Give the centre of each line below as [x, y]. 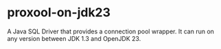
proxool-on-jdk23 [59, 13]
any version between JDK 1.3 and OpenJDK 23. [74, 38]
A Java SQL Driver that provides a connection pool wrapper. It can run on [111, 31]
